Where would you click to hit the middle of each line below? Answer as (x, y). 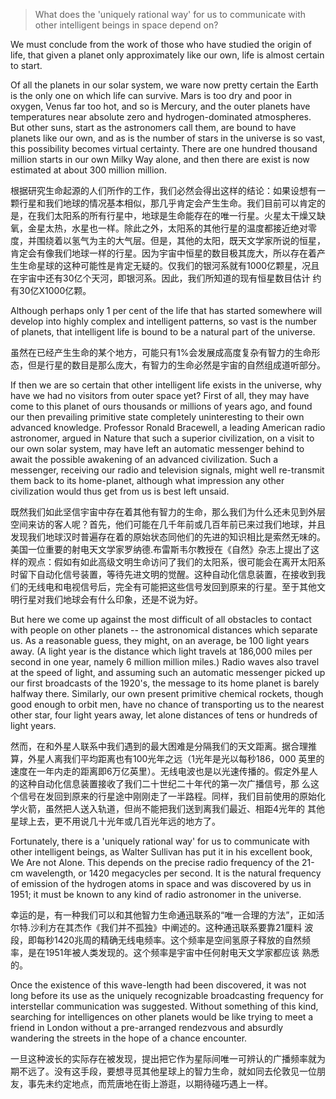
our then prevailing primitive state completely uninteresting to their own (157, 417)
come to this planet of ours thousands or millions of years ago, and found (161, 406)
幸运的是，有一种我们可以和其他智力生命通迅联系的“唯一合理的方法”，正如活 (167, 915)
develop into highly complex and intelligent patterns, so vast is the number (164, 321)
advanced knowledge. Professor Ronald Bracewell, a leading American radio (168, 427)
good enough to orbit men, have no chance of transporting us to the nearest (167, 704)
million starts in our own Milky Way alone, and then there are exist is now (160, 159)
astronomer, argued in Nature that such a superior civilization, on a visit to (162, 438)
